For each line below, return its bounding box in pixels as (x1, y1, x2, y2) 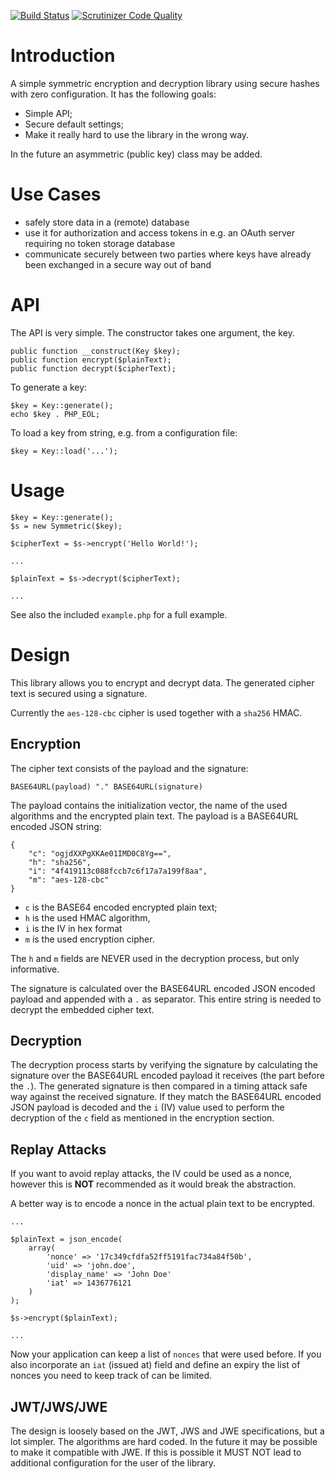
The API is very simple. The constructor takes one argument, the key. (10, 326, 295, 339)
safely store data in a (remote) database (24, 216, 190, 228)
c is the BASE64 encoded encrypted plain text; (24, 901, 218, 913)
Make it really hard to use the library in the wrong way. (24, 128, 250, 140)
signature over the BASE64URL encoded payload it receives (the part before (10, 1070, 325, 1082)
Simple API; (24, 107, 73, 119)
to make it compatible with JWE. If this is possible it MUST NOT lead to (10, 1446, 302, 1458)
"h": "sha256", (28, 857, 92, 867)
